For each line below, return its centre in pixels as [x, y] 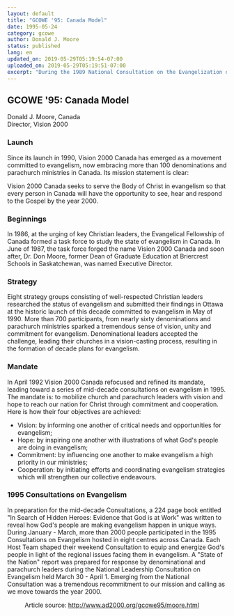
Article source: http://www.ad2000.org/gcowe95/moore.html [112, 605]
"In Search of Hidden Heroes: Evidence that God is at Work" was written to [114, 517]
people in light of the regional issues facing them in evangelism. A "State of [115, 554]
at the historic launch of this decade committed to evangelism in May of [110, 311]
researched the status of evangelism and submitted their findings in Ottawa [115, 305]
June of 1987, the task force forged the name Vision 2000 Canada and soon [116, 249]
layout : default [31, 14]
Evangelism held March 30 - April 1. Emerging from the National [99, 576]
